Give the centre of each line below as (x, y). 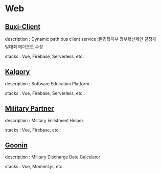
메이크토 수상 (30, 47)
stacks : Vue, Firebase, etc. (33, 130)
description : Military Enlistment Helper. (45, 120)
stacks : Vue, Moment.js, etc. (34, 167)
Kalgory (18, 72)
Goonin (16, 145)
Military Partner (30, 109)
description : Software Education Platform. (48, 83)
